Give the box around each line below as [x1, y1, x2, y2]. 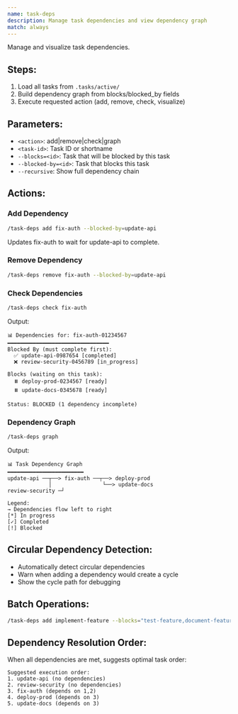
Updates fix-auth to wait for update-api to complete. [7, 238, 160, 246]
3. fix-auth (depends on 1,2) [7, 688, 97, 695]
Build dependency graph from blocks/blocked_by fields [17, 90, 180, 99]
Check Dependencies [7, 288, 84, 298]
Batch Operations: [7, 598, 90, 610]
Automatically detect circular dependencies [17, 562, 145, 571]
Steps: [7, 63, 37, 75]
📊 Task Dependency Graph [7, 461, 83, 468]
